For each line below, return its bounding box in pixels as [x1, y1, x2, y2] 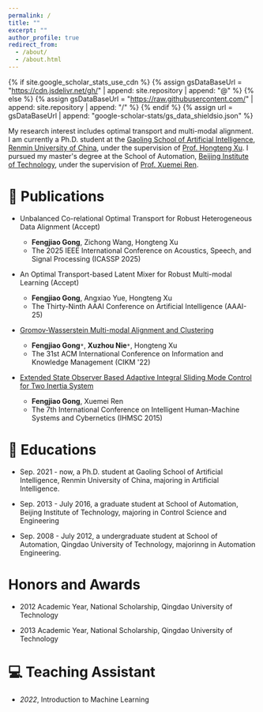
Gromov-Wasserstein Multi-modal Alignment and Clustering [19, 325, 214, 334]
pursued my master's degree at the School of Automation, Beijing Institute [8, 151, 249, 160]
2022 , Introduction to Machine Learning [19, 695, 150, 704]
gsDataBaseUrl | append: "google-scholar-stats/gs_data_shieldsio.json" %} [8, 111, 254, 120]
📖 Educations [8, 441, 97, 458]
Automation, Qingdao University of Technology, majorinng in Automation [19, 539, 256, 549]
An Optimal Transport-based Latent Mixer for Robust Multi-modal [19, 269, 232, 279]
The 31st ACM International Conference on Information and [31, 348, 224, 358]
